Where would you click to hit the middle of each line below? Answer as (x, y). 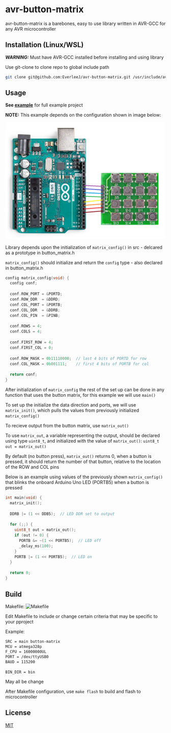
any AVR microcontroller (31, 29)
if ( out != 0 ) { (32, 535)
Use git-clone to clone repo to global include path (57, 67)
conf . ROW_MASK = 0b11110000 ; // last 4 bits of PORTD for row (78, 358)
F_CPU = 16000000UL (26, 651)
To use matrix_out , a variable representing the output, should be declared (83, 436)
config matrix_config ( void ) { (37, 278)
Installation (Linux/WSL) (45, 45)
